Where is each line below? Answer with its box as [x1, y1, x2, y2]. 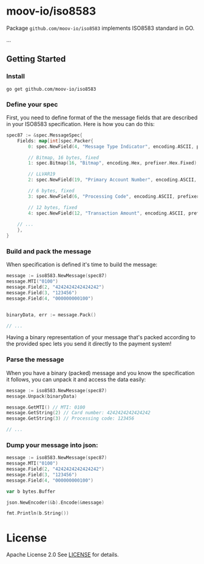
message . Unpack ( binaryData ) [6, 393, 78, 400]
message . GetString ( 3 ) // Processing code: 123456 [6, 415, 135, 421]
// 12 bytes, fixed [28, 204, 78, 211]
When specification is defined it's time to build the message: [6, 261, 158, 269]
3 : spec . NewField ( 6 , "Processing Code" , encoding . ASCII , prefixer [28, 193, 200, 199]
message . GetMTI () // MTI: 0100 [6, 404, 86, 411]
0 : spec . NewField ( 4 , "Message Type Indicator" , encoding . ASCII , [28, 143, 194, 150]
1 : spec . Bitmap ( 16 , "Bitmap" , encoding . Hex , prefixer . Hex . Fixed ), [28, 160, 200, 166]
